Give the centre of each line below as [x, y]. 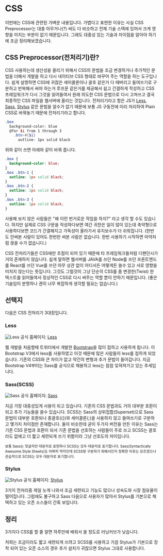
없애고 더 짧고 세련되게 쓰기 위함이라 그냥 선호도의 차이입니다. [72, 436]
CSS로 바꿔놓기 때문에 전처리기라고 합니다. [46, 113]
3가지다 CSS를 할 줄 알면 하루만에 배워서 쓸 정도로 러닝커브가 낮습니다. [72, 532]
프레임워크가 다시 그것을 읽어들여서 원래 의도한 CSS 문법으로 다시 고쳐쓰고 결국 [80, 94]
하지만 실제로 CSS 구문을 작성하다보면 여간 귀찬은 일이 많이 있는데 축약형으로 [84, 224]
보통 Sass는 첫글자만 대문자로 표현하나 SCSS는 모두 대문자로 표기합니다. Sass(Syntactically [78, 446]
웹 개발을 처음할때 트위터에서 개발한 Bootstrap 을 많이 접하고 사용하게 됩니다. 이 [80, 347]
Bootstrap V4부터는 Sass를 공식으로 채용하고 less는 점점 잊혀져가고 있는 [74, 365]
